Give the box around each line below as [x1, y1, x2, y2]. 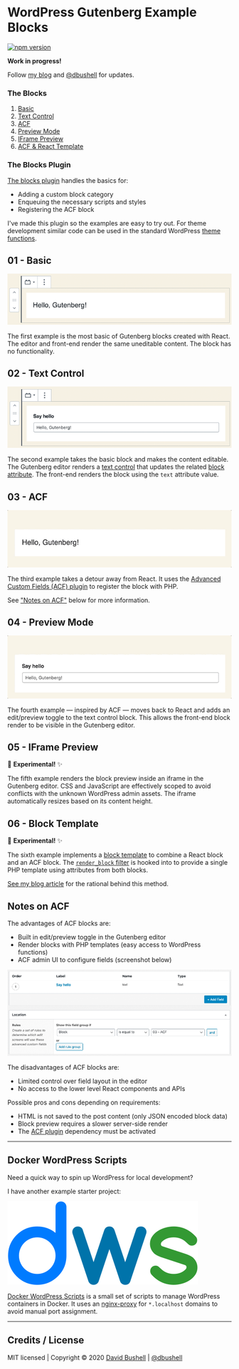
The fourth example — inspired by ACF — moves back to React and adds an [7, 705, 230, 714]
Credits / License [7, 1334, 85, 1346]
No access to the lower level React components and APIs [17, 1085, 186, 1093]
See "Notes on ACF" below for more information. [7, 595, 151, 604]
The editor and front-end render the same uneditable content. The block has [7, 339, 232, 348]
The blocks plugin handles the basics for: [7, 176, 129, 185]
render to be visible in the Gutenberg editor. [7, 720, 135, 729]
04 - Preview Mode [7, 617, 94, 629]
